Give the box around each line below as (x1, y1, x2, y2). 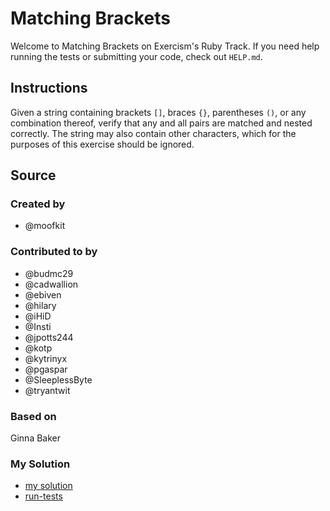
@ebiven (24, 288, 62, 301)
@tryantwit (24, 384, 71, 396)
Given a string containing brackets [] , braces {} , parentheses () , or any (10, 106, 307, 118)
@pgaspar (24, 363, 68, 375)
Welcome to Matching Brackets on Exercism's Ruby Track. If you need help (10, 40, 320, 52)
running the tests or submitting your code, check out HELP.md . (10, 50, 263, 62)
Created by (10, 197, 66, 211)
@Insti (24, 320, 52, 332)
